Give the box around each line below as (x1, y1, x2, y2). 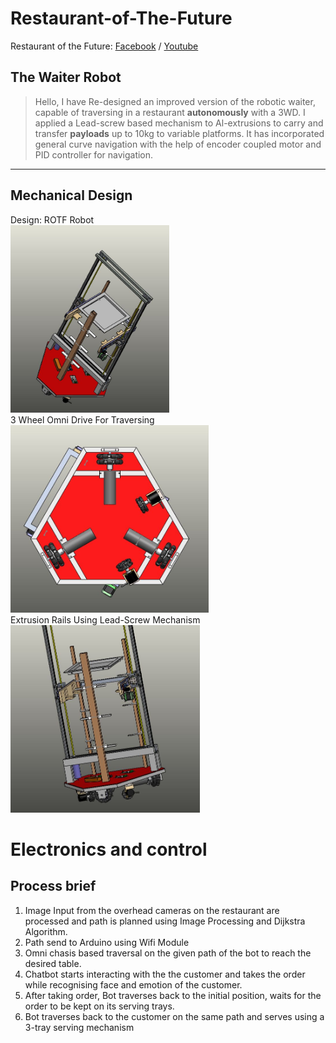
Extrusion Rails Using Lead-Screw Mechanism (10, 613, 201, 626)
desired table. (24, 957, 82, 969)
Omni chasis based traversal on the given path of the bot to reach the (24, 947, 312, 959)
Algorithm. (24, 925, 68, 937)
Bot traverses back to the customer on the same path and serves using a (24, 1010, 325, 1022)
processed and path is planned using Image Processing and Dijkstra (24, 915, 306, 927)
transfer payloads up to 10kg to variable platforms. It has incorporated (34, 127, 325, 139)
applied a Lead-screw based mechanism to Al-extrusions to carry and (34, 117, 324, 129)
